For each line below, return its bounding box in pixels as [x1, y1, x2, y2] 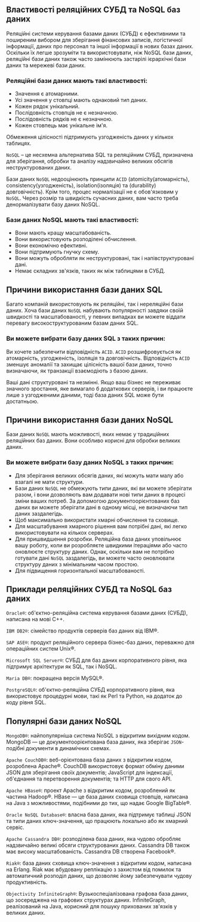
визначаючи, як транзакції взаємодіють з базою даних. [6, 367, 148, 374]
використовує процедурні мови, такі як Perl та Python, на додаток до [6, 692, 183, 700]
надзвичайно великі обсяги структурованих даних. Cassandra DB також [6, 841, 190, 849]
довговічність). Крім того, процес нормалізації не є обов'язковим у [6, 188, 179, 196]
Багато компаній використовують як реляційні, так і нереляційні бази [6, 301, 183, 308]
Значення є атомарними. [14, 90, 79, 97]
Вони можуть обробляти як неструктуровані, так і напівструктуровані [14, 255, 194, 262]
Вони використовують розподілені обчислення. [14, 236, 137, 243]
